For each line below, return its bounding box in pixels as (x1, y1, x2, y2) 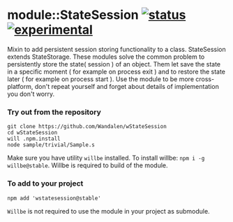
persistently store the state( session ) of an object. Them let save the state (7, 60, 221, 68)
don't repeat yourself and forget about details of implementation (34, 82, 220, 90)
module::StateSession (7, 7, 139, 23)
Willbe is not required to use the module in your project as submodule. (7, 207, 211, 215)
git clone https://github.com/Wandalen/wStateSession (7, 123, 167, 130)
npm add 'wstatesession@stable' (7, 195, 101, 202)
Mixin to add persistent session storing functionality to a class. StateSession (7, 45, 227, 53)
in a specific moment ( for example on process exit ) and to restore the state (7, 67, 225, 76)
